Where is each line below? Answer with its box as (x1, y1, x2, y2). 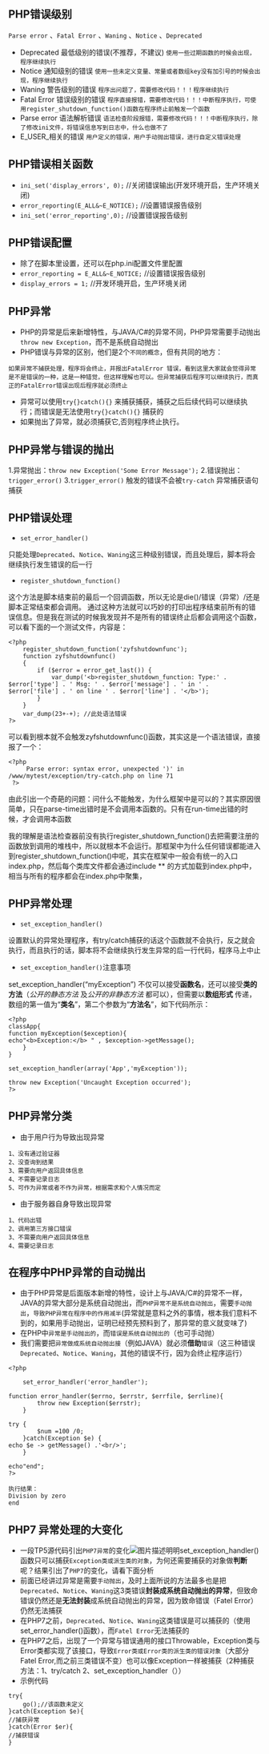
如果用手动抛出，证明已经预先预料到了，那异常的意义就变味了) (41, 1318, 247, 1328)
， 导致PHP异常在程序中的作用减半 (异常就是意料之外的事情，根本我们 (26, 1308, 236, 1318)
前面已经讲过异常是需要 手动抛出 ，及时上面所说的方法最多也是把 (19, 1576, 227, 1586)
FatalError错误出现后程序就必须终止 (19, 382, 128, 390)
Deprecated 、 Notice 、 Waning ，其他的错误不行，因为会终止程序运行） (19, 1348, 247, 1358)
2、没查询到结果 (8, 1158, 54, 1166)
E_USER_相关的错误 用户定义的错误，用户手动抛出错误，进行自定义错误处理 (19, 131, 242, 141)
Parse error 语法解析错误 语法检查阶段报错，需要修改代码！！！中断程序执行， (19, 113, 252, 123)
